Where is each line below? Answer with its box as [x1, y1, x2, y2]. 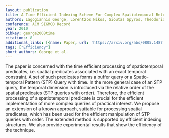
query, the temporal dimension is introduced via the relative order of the [5, 84, 154, 90]
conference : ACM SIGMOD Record [5, 21, 71, 27]
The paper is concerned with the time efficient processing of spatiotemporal [5, 63, 163, 69]
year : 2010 [5, 26, 28, 31]
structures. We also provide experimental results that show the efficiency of [5, 121, 162, 128]
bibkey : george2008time [5, 31, 55, 36]
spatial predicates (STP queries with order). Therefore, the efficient [5, 90, 144, 96]
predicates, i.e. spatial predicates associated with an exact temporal [5, 68, 146, 74]
